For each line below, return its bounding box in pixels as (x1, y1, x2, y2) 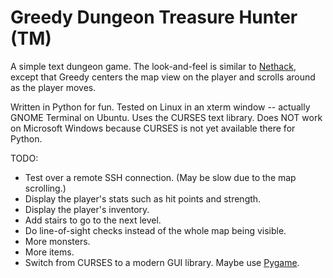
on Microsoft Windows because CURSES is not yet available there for (10, 122, 296, 134)
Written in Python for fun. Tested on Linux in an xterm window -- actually (10, 101, 311, 113)
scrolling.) (24, 182, 67, 194)
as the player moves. (10, 81, 97, 93)
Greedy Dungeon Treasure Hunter (10, 6, 298, 29)
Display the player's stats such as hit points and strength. (24, 192, 262, 205)
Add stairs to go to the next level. (24, 214, 162, 226)
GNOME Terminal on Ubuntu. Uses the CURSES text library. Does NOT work (10, 111, 323, 123)
